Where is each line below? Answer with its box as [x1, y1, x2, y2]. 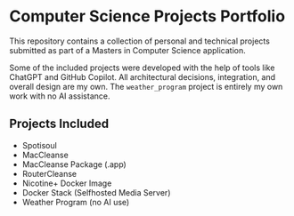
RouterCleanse [21, 168, 78, 179]
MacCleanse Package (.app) [21, 158, 127, 170]
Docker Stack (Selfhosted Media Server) [21, 187, 171, 197]
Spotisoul [21, 140, 58, 150]
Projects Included [9, 116, 110, 132]
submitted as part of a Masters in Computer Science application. [9, 44, 247, 55]
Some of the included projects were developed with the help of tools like [9, 62, 275, 73]
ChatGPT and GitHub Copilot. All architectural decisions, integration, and [9, 71, 276, 82]
